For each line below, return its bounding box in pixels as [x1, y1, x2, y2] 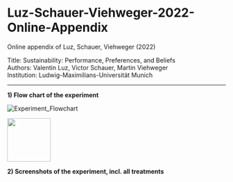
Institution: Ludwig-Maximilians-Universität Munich [7, 71, 153, 79]
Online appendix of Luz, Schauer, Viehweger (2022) [7, 42, 156, 51]
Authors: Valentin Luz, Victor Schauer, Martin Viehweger [7, 63, 169, 72]
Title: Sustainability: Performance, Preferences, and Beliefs [7, 56, 175, 64]
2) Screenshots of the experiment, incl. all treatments [7, 167, 164, 175]
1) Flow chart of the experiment [7, 90, 99, 99]
